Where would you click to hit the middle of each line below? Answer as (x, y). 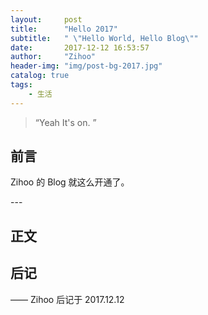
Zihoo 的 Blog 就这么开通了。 (70, 182)
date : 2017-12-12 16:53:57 (80, 47)
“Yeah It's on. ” (65, 122)
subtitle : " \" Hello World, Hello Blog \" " (104, 38)
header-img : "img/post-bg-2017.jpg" (86, 66)
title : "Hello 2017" (64, 29)
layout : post (46, 19)
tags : (21, 85)
